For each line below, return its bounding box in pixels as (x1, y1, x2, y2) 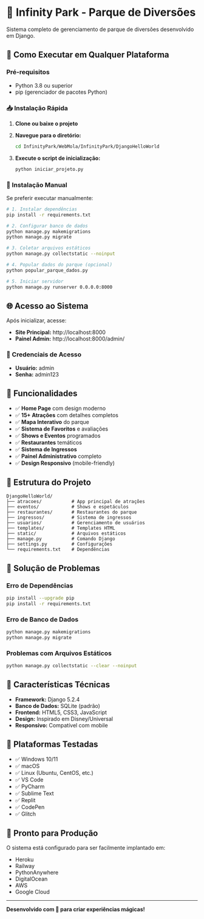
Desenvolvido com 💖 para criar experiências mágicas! (6, 906, 145, 913)
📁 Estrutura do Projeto (6, 477, 91, 487)
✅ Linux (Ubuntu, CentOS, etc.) (15, 769, 94, 776)
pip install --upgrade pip (6, 595, 75, 602)
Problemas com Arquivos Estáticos (6, 649, 112, 657)
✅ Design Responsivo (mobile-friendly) (15, 459, 115, 466)
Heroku (15, 856, 34, 863)
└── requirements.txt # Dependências (6, 547, 110, 553)
